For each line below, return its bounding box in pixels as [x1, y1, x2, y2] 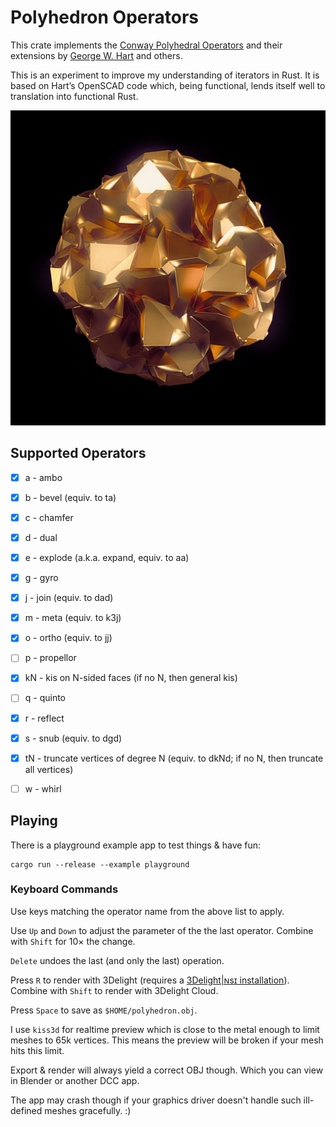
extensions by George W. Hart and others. [10, 49, 183, 61]
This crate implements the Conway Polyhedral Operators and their [10, 39, 283, 51]
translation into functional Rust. [10, 90, 139, 102]
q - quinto [24, 692, 67, 704]
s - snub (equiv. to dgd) [24, 732, 123, 744]
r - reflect [24, 712, 65, 724]
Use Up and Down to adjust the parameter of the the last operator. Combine [10, 924, 314, 936]
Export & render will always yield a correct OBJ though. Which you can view [10, 1064, 324, 1076]
